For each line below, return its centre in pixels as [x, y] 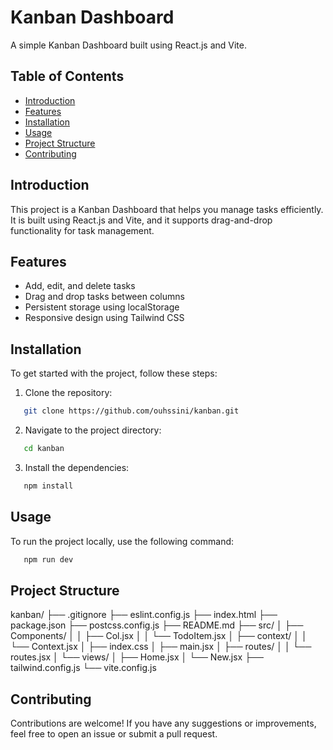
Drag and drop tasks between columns [104, 297]
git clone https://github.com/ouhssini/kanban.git [131, 411]
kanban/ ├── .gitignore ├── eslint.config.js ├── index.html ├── [144, 615]
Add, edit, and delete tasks [80, 286]
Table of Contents [67, 76]
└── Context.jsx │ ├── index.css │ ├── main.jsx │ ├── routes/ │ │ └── [161, 647]
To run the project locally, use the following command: [122, 541]
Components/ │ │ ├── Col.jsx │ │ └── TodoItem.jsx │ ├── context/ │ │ [159, 636]
